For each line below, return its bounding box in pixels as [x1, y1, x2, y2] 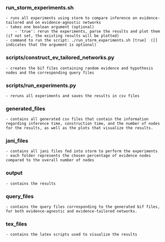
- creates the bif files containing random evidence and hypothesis [6, 66, 153, 71]
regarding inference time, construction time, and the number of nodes [6, 121, 160, 126]
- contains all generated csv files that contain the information [6, 116, 149, 122]
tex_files [6, 221, 27, 227]
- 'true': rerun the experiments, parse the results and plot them [15, 29, 160, 34]
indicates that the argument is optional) [6, 42, 97, 47]
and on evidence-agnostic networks [26, 20, 101, 25]
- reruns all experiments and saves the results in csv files [6, 93, 140, 98]
